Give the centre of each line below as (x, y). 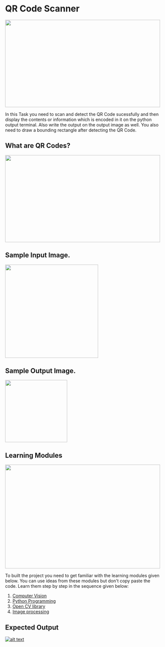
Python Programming (34, 601)
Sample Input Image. (38, 255)
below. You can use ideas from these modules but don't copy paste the (78, 581)
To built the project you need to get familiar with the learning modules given (82, 576)
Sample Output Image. (40, 371)
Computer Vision (29, 596)
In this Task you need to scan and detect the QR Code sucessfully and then (82, 114)
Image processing (31, 612)
